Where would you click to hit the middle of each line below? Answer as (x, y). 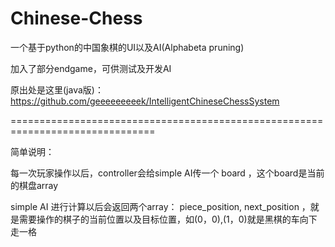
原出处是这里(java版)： (57, 89)
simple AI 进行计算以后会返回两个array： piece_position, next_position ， (160, 206)
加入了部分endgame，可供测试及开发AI (91, 68)
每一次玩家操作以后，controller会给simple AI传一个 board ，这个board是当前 (167, 173)
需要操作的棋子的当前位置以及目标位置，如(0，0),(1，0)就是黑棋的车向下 (168, 219)
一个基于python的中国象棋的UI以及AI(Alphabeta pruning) (127, 47)
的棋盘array (34, 185)
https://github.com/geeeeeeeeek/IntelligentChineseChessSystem (145, 101)
